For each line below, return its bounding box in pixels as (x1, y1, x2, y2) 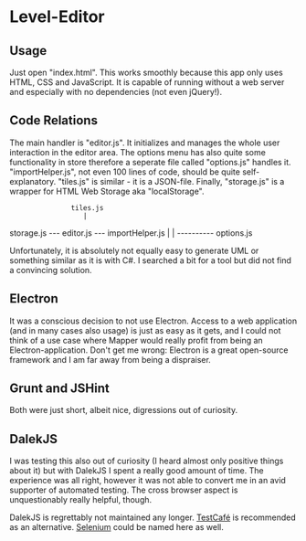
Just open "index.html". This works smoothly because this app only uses (9, 67, 283, 78)
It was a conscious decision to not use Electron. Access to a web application (9, 315, 298, 326)
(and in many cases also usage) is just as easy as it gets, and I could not (9, 324, 281, 335)
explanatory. (9, 175, 57, 186)
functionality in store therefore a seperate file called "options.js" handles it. (9, 156, 291, 167)
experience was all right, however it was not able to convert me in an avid (9, 475, 286, 486)
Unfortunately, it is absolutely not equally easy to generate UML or (9, 245, 259, 256)
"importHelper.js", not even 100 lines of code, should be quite (9, 166, 240, 177)
